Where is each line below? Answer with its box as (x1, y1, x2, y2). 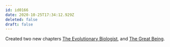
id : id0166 (5, 7, 29, 13)
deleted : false (5, 17, 38, 22)
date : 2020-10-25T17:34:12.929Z (5, 12, 74, 17)
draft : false (5, 21, 33, 27)
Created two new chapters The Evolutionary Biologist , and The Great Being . (5, 36, 165, 42)
